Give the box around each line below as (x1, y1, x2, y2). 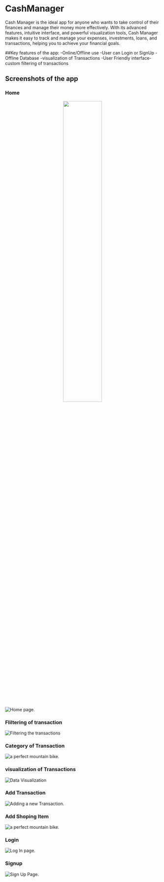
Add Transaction (5, 789, 46, 796)
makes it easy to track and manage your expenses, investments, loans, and (5, 35, 157, 41)
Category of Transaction (5, 742, 65, 749)
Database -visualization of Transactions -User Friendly (19, 55, 131, 61)
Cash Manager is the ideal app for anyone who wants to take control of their (5, 19, 159, 25)
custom (5, 60, 21, 66)
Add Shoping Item (5, 813, 49, 820)
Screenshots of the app (5, 75, 79, 83)
